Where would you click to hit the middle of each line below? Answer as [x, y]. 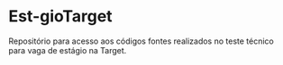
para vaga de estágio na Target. [68, 50]
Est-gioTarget [61, 16]
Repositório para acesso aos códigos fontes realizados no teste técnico [141, 41]
